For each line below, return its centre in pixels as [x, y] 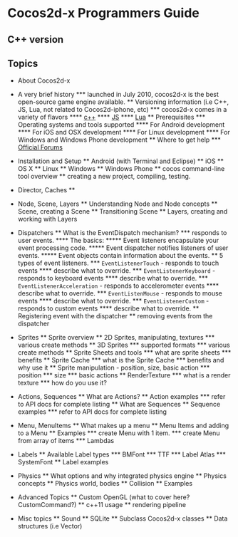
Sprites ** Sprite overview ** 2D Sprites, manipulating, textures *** [116, 338]
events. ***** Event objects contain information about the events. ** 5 [120, 256]
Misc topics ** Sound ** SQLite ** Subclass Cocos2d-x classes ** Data [123, 518]
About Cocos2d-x [44, 80]
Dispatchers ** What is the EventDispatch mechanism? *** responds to [122, 233]
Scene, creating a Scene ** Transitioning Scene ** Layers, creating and [123, 212]
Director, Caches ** [46, 190]
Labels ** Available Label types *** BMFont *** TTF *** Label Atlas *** [122, 454]
